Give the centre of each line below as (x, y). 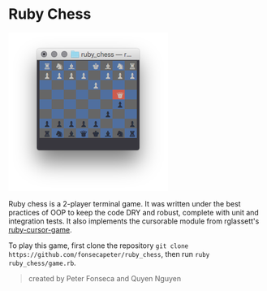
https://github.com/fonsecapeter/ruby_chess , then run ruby (109, 254)
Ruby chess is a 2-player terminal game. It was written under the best (125, 203)
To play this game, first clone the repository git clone (99, 245)
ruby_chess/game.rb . (42, 263)
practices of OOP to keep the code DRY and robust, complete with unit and (134, 212)
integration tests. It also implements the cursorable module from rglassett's (134, 221)
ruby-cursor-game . (41, 229)
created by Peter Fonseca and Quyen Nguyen (104, 278)
